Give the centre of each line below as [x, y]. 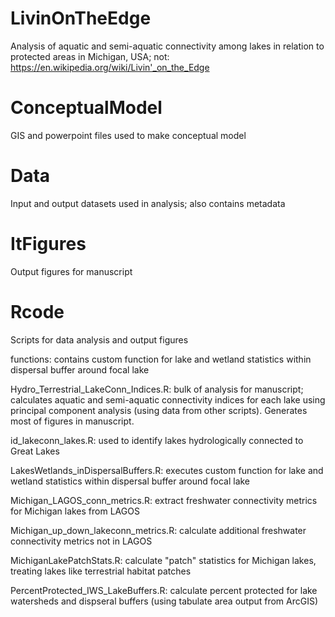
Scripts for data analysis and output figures [99, 339]
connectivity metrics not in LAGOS [81, 541]
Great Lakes [35, 451]
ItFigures [48, 244]
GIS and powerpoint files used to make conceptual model [128, 135]
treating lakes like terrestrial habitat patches [101, 571]
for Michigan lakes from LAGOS [75, 511]
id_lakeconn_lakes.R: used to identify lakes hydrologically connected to [157, 440]
